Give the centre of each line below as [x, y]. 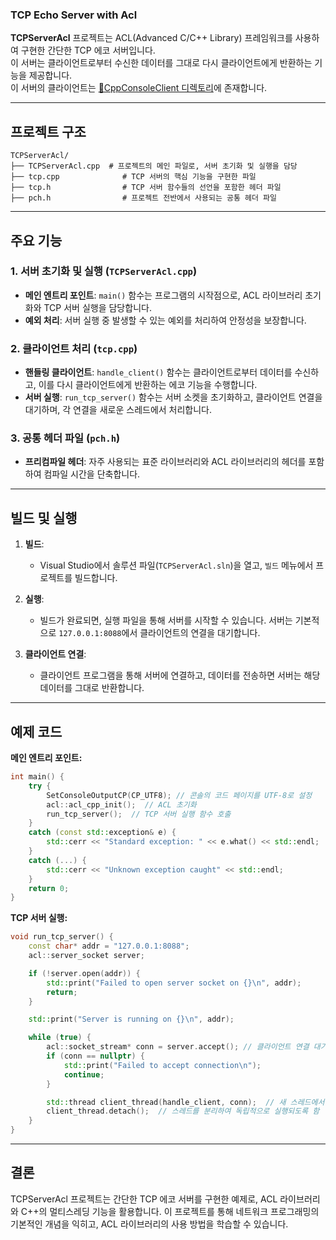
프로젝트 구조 [48, 131]
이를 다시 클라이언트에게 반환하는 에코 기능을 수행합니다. [148, 385]
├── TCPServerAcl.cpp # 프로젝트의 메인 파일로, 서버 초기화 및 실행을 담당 [154, 166]
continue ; [84, 1074]
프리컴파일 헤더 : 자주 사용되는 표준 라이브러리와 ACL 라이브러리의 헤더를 [165, 462]
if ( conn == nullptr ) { [95, 1056]
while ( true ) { [60, 1038]
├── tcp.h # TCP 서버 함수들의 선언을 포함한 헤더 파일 [146, 188]
